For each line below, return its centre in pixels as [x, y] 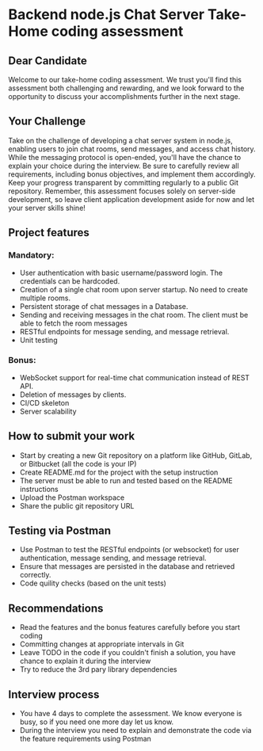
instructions [39, 489]
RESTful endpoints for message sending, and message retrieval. [124, 331]
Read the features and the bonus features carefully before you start [130, 627]
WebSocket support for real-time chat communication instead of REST [135, 377]
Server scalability [48, 411]
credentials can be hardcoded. [70, 281]
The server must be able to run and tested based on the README [126, 480]
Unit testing [38, 340]
